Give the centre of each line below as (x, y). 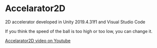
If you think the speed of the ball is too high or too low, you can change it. (79, 31)
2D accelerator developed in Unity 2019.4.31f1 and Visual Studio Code (75, 22)
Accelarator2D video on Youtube (38, 40)
